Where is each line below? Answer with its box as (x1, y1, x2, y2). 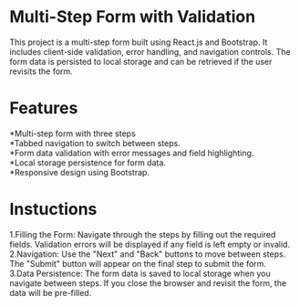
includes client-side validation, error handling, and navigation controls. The (9, 46, 291, 57)
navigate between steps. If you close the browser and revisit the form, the (9, 277, 287, 289)
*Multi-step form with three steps (9, 128, 137, 139)
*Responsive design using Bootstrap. (9, 166, 150, 177)
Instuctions (9, 199, 98, 220)
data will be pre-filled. (9, 287, 92, 298)
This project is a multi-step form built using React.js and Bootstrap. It (9, 37, 268, 48)
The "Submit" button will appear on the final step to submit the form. (9, 258, 267, 269)
